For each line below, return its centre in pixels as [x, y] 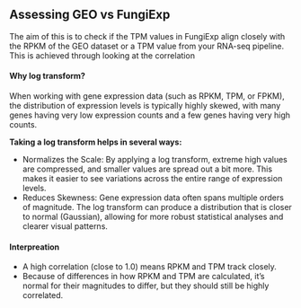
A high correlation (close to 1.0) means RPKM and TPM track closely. [149, 267]
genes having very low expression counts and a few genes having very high [150, 115]
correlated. [43, 295]
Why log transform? [47, 76]
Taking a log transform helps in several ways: [96, 142]
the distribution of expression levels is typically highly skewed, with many [145, 106]
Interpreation [35, 247]
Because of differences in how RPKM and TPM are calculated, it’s [143, 277]
